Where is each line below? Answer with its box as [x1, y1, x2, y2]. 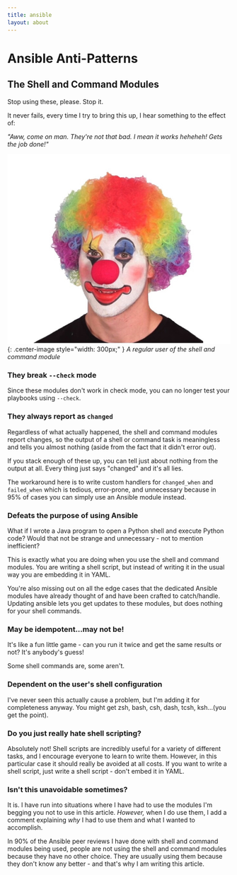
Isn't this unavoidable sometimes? [7, 784, 128, 794]
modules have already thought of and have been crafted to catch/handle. [7, 592, 221, 600]
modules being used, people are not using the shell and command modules [7, 845, 227, 853]
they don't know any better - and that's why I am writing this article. [7, 859, 205, 868]
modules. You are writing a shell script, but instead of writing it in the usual [7, 563, 225, 572]
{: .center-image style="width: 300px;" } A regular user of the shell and [7, 345, 216, 354]
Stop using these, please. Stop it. [7, 97, 104, 106]
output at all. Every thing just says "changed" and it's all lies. [7, 464, 184, 473]
